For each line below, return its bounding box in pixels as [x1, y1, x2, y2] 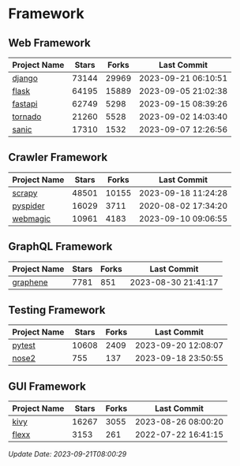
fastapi [12, 99, 38, 109]
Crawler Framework [8, 151, 108, 164]
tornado [12, 111, 42, 122]
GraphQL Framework [8, 240, 113, 253]
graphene [12, 277, 49, 288]
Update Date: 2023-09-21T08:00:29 [8, 449, 127, 459]
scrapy [12, 187, 38, 198]
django [12, 73, 38, 84]
